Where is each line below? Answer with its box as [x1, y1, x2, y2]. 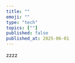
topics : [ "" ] [6, 24, 38, 31]
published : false [6, 30, 49, 36]
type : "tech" [6, 19, 38, 25]
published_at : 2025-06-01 [6, 36, 69, 41]
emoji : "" [6, 14, 30, 20]
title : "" [6, 8, 30, 15]
